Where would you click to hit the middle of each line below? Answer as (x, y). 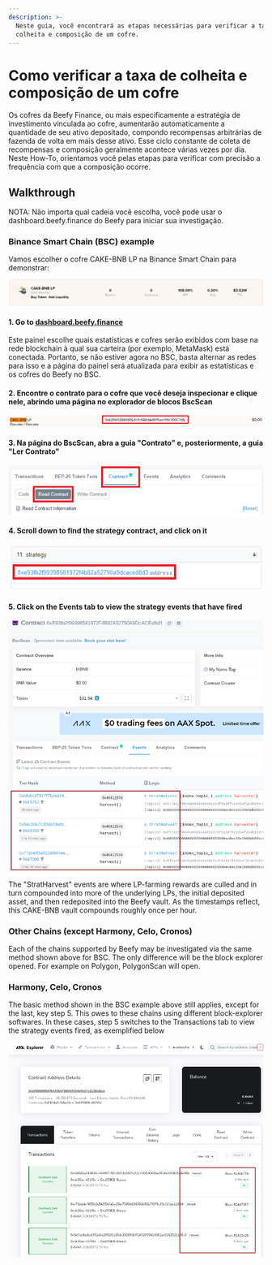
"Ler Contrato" (34, 451)
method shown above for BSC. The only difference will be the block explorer (136, 957)
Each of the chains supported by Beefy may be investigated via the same (130, 948)
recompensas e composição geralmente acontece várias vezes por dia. (127, 149)
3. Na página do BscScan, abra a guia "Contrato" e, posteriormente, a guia (136, 443)
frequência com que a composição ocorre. (80, 167)
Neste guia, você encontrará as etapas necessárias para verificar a (135, 26)
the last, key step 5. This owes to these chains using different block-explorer (136, 1013)
